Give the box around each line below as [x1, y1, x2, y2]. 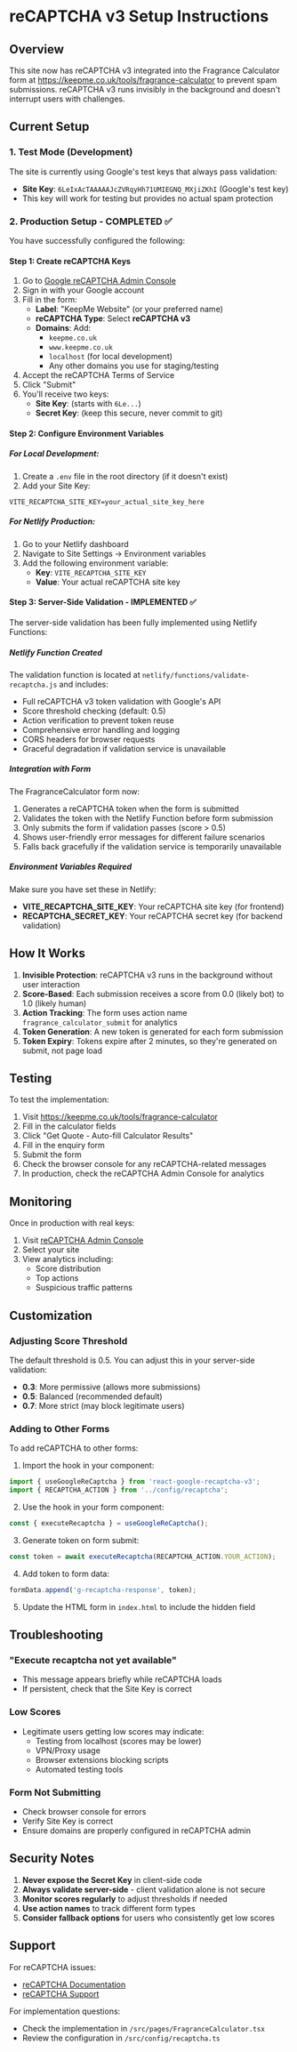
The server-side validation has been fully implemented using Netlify [9, 616, 258, 628]
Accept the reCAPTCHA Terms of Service [21, 370, 175, 381]
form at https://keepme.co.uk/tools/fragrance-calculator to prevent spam [9, 75, 277, 85]
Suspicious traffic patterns [35, 1283, 133, 1293]
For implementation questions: [9, 2006, 121, 2016]
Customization [9, 1308, 93, 1323]
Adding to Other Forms [9, 1422, 110, 1435]
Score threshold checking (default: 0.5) [21, 705, 166, 716]
